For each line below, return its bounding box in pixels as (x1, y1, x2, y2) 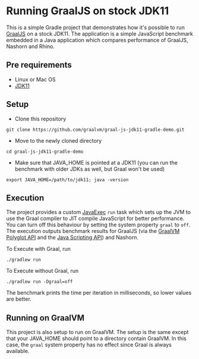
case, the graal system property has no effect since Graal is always (6, 341, 172, 348)
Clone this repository (14, 115, 67, 122)
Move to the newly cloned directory (14, 137, 102, 144)
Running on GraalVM (6, 313, 85, 323)
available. (6, 348, 30, 355)
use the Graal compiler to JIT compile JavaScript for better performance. (6, 215, 185, 222)
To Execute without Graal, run (6, 267, 79, 275)
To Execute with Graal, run (6, 245, 71, 253)
